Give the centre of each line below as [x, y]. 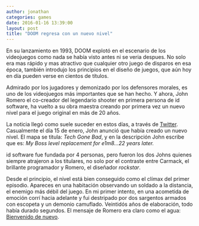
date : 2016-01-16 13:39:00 [40, 23]
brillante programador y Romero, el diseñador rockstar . [73, 168]
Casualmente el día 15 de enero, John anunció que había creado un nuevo [97, 131]
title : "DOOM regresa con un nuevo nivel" [59, 34]
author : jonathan [28, 12]
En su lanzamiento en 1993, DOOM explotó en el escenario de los [86, 51]
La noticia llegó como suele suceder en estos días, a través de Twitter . [92, 124]
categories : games [29, 17]
